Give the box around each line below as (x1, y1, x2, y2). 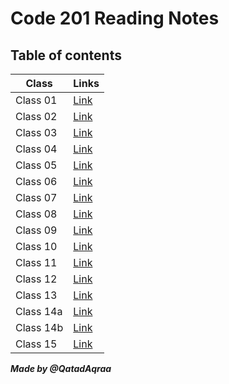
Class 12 (15, 272, 58, 286)
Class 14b (15, 321, 64, 334)
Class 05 (15, 158, 58, 172)
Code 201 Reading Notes (10, 7, 220, 30)
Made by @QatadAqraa (10, 363, 112, 374)
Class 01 (15, 93, 58, 107)
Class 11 (15, 256, 58, 269)
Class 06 (15, 175, 58, 188)
